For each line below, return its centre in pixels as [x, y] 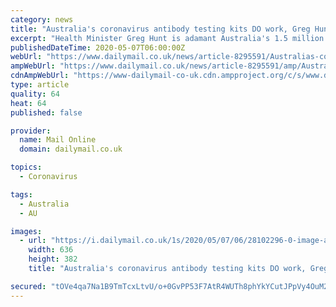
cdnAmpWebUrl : [40, 76]
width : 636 [51, 250]
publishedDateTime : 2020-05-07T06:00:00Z [98, 47]
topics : [26, 167]
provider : [31, 131]
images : [26, 231]
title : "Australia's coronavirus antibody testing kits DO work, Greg [160, 29]
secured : [28, 286]
